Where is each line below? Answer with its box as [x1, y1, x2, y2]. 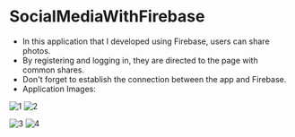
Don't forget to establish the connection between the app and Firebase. [22, 73, 287, 84]
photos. [22, 45, 51, 56]
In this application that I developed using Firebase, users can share [22, 36, 271, 47]
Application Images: [22, 83, 97, 94]
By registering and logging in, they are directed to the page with [22, 55, 258, 65]
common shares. [22, 64, 85, 75]
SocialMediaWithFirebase [9, 6, 205, 27]
